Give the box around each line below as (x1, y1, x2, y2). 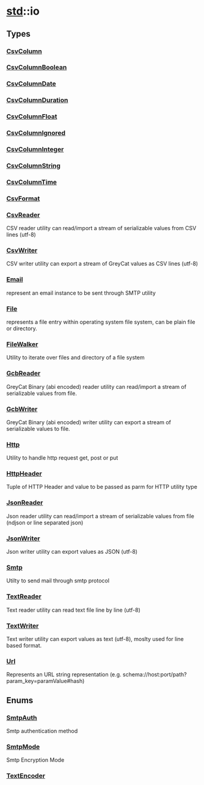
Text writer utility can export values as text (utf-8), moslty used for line (6, 635, 184, 642)
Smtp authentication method (6, 727, 78, 734)
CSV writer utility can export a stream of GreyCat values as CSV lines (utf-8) (6, 260, 199, 267)
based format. (6, 642, 42, 649)
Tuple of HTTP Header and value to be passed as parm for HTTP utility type (6, 483, 197, 491)
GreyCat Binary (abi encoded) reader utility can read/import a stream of (6, 383, 187, 390)
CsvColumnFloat (6, 112, 57, 121)
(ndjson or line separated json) (6, 519, 84, 526)
